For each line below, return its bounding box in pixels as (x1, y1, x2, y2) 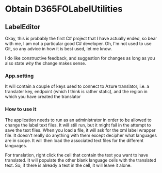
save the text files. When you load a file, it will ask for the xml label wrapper (5, 127, 156, 133)
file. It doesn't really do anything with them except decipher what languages (5, 132, 157, 138)
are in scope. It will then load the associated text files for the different (5, 137, 144, 143)
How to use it (5, 106, 36, 112)
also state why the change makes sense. (5, 61, 86, 66)
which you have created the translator (5, 94, 81, 100)
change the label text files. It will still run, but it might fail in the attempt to (5, 122, 151, 128)
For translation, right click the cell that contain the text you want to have (5, 152, 148, 158)
